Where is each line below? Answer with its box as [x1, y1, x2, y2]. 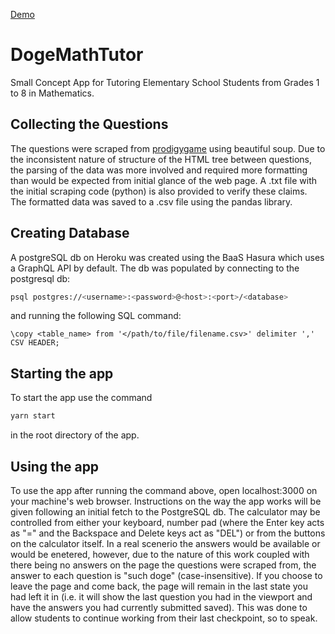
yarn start [10, 411, 56, 421]
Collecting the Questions [10, 116, 169, 133]
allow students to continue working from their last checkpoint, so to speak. [10, 612, 318, 624]
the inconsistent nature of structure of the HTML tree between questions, [10, 153, 313, 165]
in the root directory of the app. [10, 429, 140, 441]
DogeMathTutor [10, 44, 144, 66]
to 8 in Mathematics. [10, 87, 95, 99]
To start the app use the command [10, 392, 153, 404]
